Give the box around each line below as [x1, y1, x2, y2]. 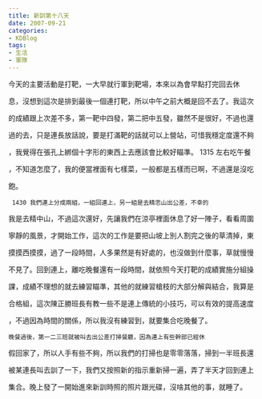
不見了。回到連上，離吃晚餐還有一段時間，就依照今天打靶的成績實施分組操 [8, 265, 254, 274]
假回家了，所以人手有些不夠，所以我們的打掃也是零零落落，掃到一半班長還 [8, 348, 254, 357]
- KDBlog [8, 34, 38, 42]
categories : [8, 26, 48, 34]
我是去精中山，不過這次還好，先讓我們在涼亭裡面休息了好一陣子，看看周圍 [8, 213, 254, 223]
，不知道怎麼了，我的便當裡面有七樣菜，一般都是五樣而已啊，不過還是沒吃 [8, 164, 254, 174]
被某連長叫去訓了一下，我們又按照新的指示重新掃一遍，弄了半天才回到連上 [8, 365, 254, 374]
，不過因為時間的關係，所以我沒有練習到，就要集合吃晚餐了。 [8, 315, 212, 325]
